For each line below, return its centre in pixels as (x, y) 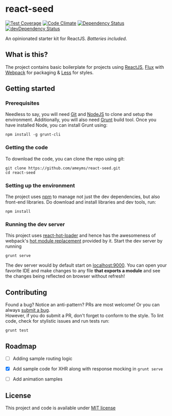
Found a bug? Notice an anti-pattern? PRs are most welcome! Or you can (83, 305)
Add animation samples (37, 379)
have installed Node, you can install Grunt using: (56, 125)
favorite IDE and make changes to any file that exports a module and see (83, 271)
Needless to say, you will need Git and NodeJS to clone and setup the (79, 114)
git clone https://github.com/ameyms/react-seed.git (63, 168)
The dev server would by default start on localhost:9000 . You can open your (86, 265)
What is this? (27, 55)
